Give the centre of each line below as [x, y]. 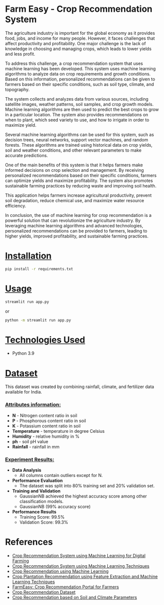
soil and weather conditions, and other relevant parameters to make [73, 150]
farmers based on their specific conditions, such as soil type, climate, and [80, 84]
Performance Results [34, 512]
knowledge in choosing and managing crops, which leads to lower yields [78, 49]
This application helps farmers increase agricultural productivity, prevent [78, 195]
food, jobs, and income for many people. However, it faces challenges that [80, 38]
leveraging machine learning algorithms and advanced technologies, [74, 225]
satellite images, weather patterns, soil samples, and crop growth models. [79, 104]
